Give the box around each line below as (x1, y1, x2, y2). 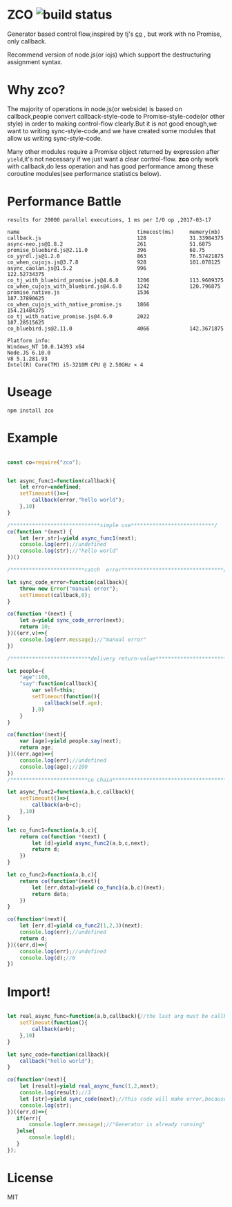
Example (7, 430, 58, 445)
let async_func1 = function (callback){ (7, 477, 116, 484)
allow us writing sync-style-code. (7, 134, 103, 142)
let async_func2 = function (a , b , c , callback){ (7, 789, 135, 796)
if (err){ (16, 1115, 41, 1121)
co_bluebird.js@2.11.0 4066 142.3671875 (7, 325, 224, 332)
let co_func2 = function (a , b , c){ (7, 872, 97, 879)
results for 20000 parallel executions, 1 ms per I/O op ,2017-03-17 (7, 216, 212, 224)
